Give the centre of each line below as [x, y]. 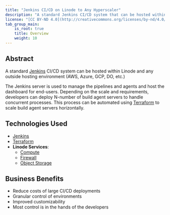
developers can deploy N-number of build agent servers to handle [74, 97]
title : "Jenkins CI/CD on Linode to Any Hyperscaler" [63, 10]
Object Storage [36, 163]
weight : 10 [26, 39]
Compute [30, 152]
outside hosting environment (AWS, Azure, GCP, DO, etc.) [65, 76]
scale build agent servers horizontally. [45, 107]
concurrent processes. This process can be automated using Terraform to [82, 102]
